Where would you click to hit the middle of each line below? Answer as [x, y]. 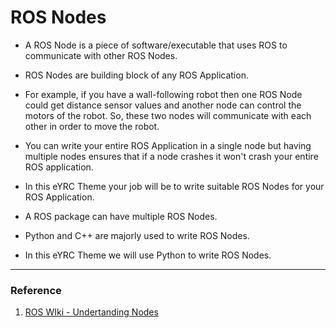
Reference [36, 290]
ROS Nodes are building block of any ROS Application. [136, 75]
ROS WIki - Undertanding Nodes [91, 312]
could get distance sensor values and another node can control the [163, 105]
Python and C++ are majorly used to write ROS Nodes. [137, 235]
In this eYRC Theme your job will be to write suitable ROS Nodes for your [174, 186]
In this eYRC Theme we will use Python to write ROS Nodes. [148, 255]
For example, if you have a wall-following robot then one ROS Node [163, 94]
